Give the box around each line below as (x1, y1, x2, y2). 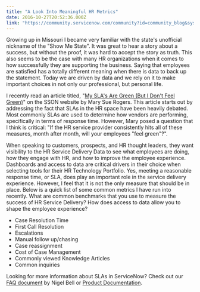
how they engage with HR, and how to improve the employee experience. (6, 155, 186, 162)
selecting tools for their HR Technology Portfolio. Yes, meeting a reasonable (6, 167, 192, 174)
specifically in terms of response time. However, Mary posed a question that (6, 118, 193, 125)
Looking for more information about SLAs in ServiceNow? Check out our (6, 273, 183, 280)
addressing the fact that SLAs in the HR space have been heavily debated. (6, 105, 189, 112)
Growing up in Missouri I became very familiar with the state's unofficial (6, 36, 182, 44)
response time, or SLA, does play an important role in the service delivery (6, 174, 186, 181)
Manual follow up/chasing (14, 236, 79, 243)
